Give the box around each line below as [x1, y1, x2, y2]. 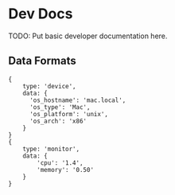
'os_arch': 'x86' [29, 117, 87, 125]
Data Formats [8, 54, 77, 68]
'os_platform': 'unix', [29, 110, 109, 118]
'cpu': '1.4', [37, 158, 84, 167]
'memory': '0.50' [37, 166, 94, 174]
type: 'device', [22, 82, 77, 90]
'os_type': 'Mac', [29, 103, 91, 111]
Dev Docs [8, 5, 73, 23]
